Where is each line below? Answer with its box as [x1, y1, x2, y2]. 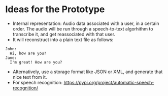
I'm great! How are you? [10, 59, 62, 65]
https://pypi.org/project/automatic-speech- [63, 79, 154, 85]
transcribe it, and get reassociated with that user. [12, 31, 116, 37]
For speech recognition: [12, 79, 63, 85]
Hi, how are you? [10, 51, 47, 56]
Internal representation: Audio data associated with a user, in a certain [12, 20, 159, 26]
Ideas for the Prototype [5, 4, 105, 15]
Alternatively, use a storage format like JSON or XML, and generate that [12, 69, 163, 75]
